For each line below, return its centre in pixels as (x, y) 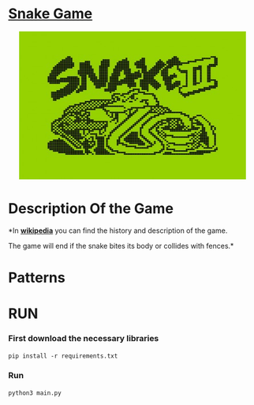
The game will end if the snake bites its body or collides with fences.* (121, 246)
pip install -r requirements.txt (63, 356)
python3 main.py (35, 393)
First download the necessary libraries (84, 339)
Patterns (37, 278)
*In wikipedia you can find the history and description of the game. (118, 231)
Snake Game (50, 14)
